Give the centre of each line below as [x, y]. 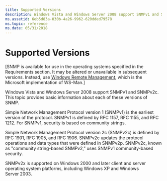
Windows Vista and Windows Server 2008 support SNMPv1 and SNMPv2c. [82, 92]
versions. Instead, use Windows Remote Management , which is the [74, 77]
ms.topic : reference [27, 24]
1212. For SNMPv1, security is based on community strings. [66, 123]
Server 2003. [19, 174]
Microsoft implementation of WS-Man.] [45, 83]
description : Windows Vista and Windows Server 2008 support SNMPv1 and [82, 14]
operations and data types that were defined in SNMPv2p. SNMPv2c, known [83, 143]
